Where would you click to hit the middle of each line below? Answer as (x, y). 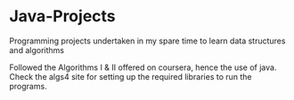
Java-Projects (62, 16)
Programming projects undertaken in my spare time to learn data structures (147, 41)
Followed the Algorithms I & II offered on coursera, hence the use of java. (143, 67)
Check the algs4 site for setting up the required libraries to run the (131, 76)
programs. (28, 86)
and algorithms (37, 50)
